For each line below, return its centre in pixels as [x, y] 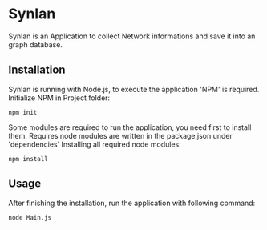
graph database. [35, 44]
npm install [28, 159]
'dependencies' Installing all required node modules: [95, 144]
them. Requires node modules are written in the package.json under [120, 135]
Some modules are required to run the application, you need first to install [130, 127]
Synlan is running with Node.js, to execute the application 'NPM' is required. [134, 89]
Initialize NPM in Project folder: [59, 98]
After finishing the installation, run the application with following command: [132, 203]
